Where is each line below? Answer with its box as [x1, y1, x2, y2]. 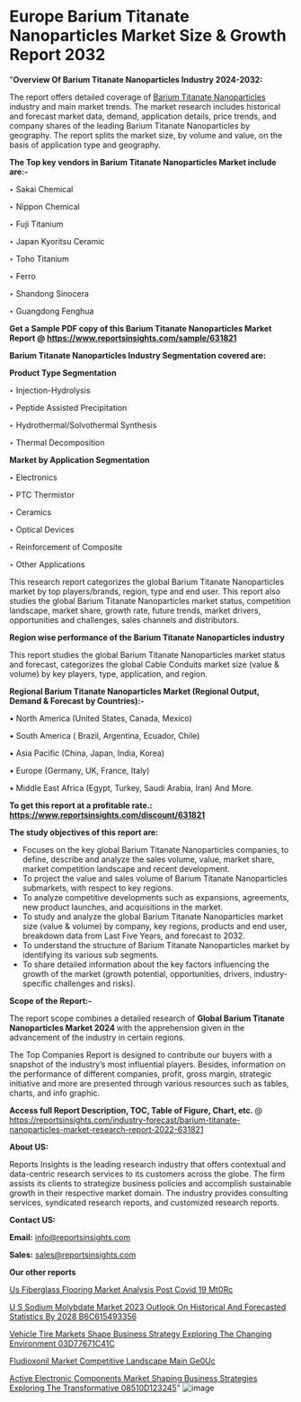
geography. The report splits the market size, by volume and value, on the [9, 129, 283, 140]
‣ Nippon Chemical [9, 200, 81, 212]
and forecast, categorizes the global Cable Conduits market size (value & [9, 659, 280, 670]
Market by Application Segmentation [9, 454, 150, 465]
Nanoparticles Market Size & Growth [9, 25, 287, 46]
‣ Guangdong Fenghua [9, 306, 94, 316]
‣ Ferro [9, 271, 36, 281]
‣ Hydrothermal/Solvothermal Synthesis [9, 420, 157, 430]
